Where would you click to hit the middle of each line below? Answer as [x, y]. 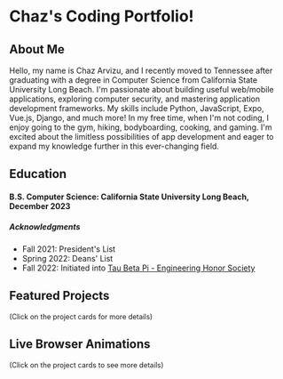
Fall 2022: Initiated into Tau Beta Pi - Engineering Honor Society [138, 268]
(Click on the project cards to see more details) [86, 365]
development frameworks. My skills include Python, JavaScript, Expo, [137, 108]
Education [38, 174]
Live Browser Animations [80, 344]
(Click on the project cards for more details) [81, 316]
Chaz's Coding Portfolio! [102, 16]
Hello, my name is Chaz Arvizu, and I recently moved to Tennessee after [141, 70]
